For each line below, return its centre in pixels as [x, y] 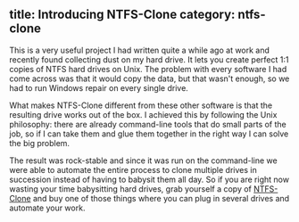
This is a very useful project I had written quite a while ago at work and [140, 50]
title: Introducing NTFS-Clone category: [122, 15]
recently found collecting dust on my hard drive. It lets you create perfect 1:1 [149, 59]
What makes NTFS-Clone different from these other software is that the [141, 105]
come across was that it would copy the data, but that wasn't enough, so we [149, 78]
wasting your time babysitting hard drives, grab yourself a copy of [131, 189]
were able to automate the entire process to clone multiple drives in [133, 169]
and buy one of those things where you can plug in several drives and [161, 198]
